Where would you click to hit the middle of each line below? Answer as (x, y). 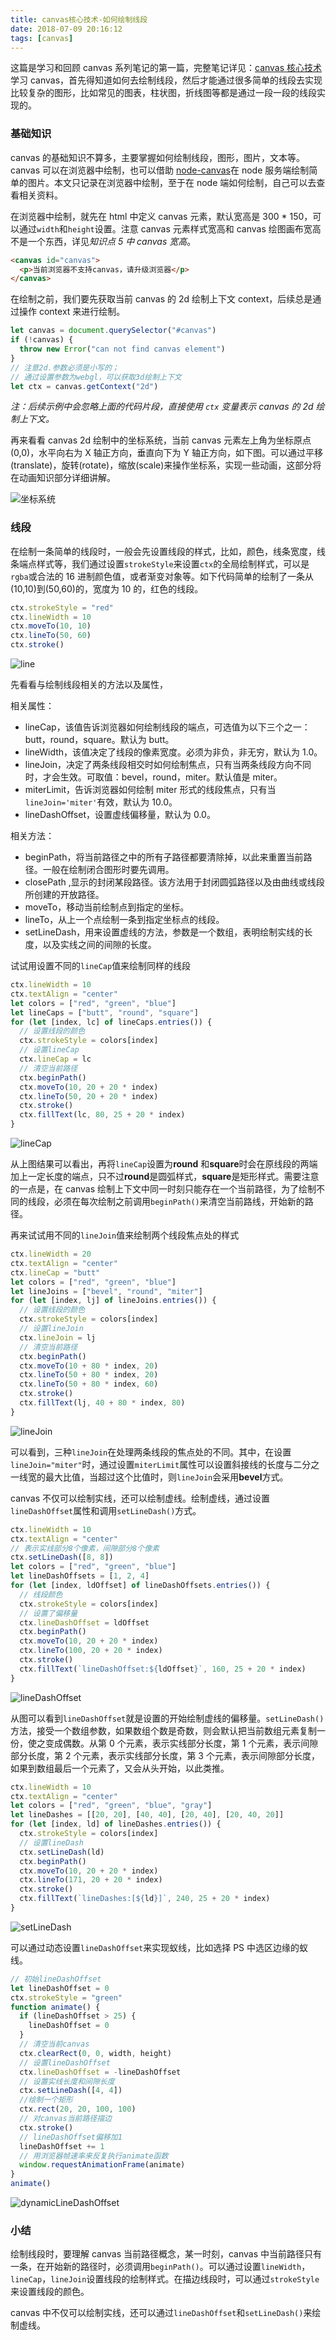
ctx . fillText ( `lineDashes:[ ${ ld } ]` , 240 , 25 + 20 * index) (145, 1899)
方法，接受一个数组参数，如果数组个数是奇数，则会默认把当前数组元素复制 (163, 1730)
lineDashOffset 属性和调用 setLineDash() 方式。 (106, 1510)
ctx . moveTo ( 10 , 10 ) (51, 626)
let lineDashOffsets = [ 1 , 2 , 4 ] (80, 1576)
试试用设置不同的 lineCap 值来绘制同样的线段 (101, 966)
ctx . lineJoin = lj (58, 1337)
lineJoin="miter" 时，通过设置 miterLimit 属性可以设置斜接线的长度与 (152, 1464)
